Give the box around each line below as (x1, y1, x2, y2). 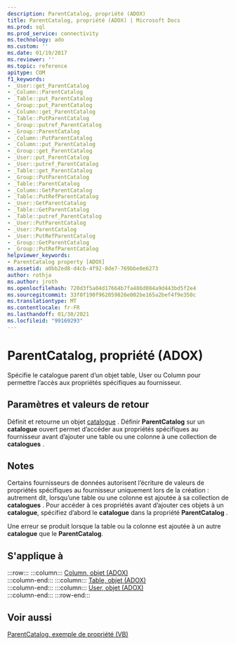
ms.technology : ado (7, 37, 65, 44)
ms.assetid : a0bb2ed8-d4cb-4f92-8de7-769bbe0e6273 (7, 265, 159, 272)
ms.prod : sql (7, 23, 46, 30)
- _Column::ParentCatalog (7, 89, 83, 96)
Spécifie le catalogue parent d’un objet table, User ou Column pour (7, 370, 201, 379)
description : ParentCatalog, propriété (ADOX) (7, 10, 146, 18)
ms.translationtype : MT (7, 298, 77, 305)
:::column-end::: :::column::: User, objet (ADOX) (7, 584, 144, 592)
